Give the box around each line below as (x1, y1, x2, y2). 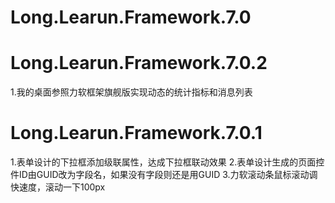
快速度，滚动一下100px (10, 181, 106, 193)
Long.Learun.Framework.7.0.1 (10, 122, 263, 145)
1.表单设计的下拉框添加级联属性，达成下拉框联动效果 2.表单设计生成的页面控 (10, 156, 325, 168)
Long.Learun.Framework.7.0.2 (10, 52, 268, 75)
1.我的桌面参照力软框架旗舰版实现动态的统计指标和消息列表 (10, 86, 253, 98)
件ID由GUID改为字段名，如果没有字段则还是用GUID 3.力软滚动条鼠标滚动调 (10, 169, 318, 181)
